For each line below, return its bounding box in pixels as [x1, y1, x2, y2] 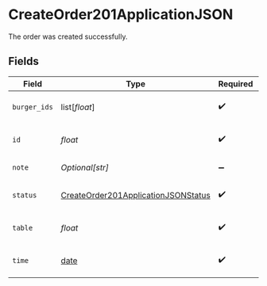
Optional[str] [60, 162, 109, 173]
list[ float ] [60, 101, 95, 112]
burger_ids [12, 102, 53, 112]
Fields [8, 55, 40, 68]
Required [218, 78, 253, 89]
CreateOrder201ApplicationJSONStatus [60, 189, 211, 200]
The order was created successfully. [8, 32, 128, 41]
